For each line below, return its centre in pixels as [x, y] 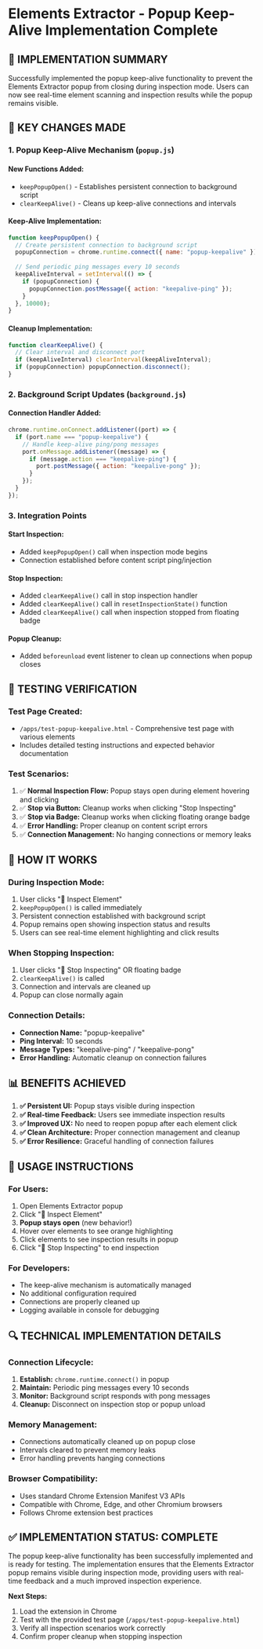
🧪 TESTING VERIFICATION [73, 689]
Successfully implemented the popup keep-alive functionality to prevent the [130, 78]
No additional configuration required [78, 1293]
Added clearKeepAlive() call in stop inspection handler [108, 596]
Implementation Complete [131, 30]
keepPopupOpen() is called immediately [81, 907]
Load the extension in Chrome [68, 1611]
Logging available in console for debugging [89, 1310]
